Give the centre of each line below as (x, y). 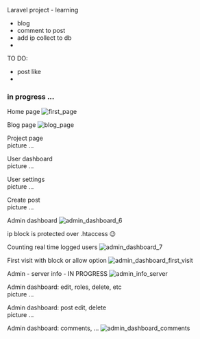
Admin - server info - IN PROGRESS (58, 274)
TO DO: (18, 58)
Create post (24, 200)
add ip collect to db (44, 38)
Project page (25, 138)
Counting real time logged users (52, 247)
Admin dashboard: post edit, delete (57, 307)
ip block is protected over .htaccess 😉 (62, 234)
